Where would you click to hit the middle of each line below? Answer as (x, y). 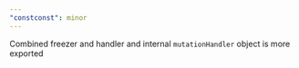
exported (26, 53)
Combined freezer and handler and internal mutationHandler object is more (150, 44)
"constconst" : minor (49, 18)
